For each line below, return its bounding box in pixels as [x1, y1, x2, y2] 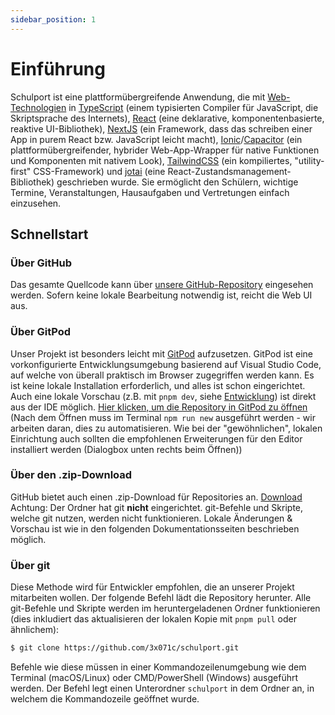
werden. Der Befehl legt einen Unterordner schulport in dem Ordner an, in [10, 682, 315, 695]
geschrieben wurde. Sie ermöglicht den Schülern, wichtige [56, 176, 299, 188]
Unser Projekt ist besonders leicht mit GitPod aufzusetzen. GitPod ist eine [10, 347, 313, 360]
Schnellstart [10, 226, 89, 243]
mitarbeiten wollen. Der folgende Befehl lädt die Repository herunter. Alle [10, 592, 312, 604]
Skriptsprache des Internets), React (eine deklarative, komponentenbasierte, [10, 112, 325, 124]
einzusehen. [10, 197, 62, 209]
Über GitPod [10, 325, 72, 339]
